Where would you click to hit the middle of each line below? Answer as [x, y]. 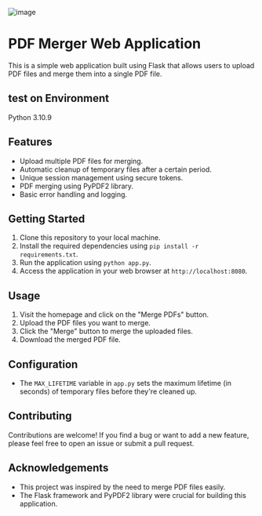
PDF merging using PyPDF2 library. [76, 186]
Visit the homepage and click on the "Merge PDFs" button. [114, 314]
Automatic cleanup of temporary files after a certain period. [115, 169]
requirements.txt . [49, 254]
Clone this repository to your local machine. [90, 238]
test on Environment [59, 98]
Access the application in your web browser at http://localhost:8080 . [133, 271]
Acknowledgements [58, 468]
